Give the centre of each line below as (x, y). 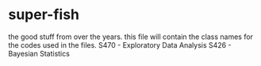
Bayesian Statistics (39, 53)
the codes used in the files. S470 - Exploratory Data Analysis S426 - (120, 45)
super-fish (44, 15)
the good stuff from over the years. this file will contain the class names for (131, 37)
